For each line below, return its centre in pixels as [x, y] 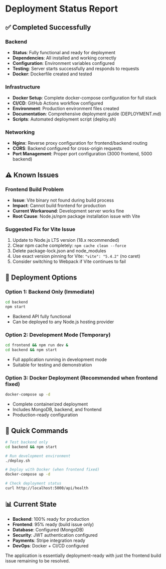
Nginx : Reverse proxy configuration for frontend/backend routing [80, 143]
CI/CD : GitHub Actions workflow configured [58, 103]
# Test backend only [27, 442]
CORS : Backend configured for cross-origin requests [67, 148]
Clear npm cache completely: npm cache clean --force [69, 246]
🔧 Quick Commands [37, 431]
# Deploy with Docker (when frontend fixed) [52, 470]
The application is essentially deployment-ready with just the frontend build [83, 555]
